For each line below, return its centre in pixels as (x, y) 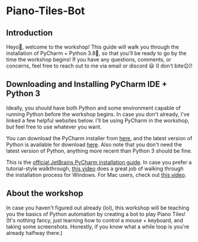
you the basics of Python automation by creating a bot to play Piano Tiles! (96, 214)
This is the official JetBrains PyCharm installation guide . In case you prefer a (99, 162)
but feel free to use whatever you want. (54, 127)
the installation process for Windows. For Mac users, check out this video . (96, 175)
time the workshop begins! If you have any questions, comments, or (89, 59)
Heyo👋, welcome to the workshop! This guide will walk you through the (92, 47)
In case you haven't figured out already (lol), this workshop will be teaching (98, 208)
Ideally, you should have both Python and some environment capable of (94, 108)
